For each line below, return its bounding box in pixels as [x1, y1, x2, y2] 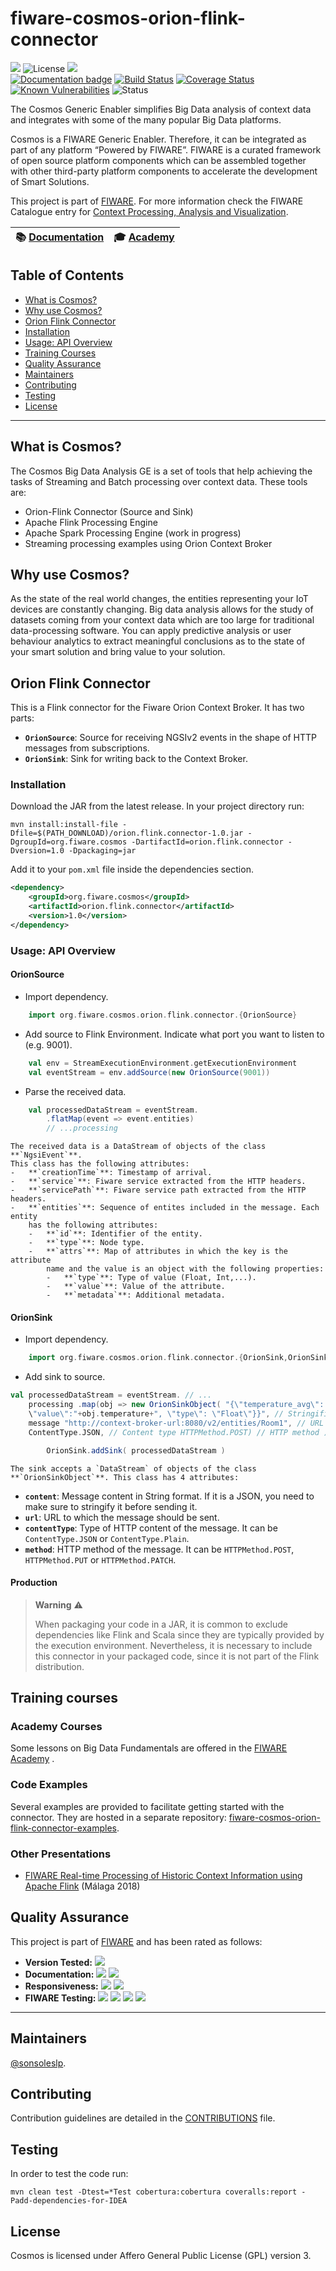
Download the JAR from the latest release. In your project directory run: [10, 800, 305, 812]
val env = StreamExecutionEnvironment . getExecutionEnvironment [28, 1058, 298, 1068]
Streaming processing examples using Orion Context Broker [24, 537, 273, 549]
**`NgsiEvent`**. [10, 1150, 83, 1161]
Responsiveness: [24, 1980, 99, 1992]
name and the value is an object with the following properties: [46, 1264, 325, 1274]
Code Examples [10, 1778, 88, 1792]
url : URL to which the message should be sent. [24, 1511, 220, 1523]
